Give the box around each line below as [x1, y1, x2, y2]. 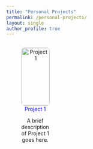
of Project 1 [21, 130, 49, 137]
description [21, 124, 50, 131]
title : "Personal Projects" [6, 8, 77, 15]
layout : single [6, 20, 44, 26]
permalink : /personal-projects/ [6, 14, 87, 20]
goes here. [22, 136, 49, 144]
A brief [26, 117, 44, 124]
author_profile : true [6, 25, 61, 32]
